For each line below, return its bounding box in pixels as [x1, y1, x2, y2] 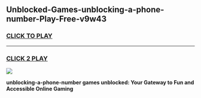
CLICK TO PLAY [6, 32, 53, 40]
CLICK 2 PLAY [6, 54, 48, 62]
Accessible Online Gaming [6, 85, 74, 92]
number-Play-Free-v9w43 [6, 14, 107, 24]
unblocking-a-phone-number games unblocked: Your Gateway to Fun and [6, 78, 194, 86]
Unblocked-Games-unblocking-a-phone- [6, 5, 165, 15]
